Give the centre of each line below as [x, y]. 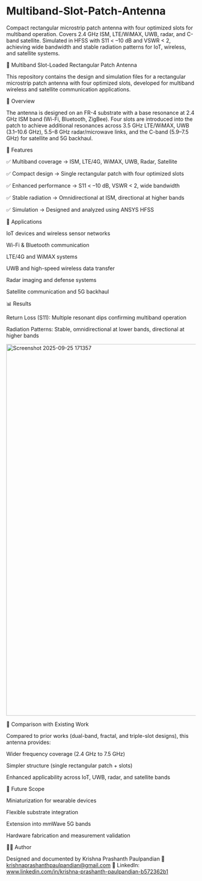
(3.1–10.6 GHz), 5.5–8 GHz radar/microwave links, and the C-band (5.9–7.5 [98, 132]
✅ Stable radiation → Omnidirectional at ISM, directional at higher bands [95, 197]
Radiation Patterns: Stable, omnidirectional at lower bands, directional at [95, 329]
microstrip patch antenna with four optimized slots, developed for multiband [100, 83]
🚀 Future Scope [26, 788]
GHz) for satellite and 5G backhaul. [50, 138]
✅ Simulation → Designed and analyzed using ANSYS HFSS [80, 209]
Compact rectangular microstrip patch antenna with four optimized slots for [100, 28]
